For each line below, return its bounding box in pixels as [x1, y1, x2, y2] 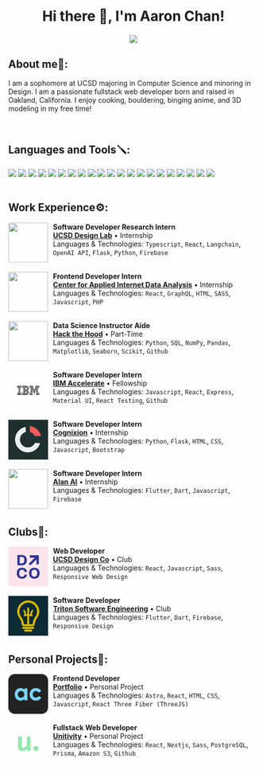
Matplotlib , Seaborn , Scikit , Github [52, 346, 168, 355]
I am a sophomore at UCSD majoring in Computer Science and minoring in [8, 78, 252, 88]
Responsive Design [52, 623, 114, 631]
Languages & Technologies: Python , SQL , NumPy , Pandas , [52, 338, 231, 347]
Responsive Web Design [52, 573, 129, 581]
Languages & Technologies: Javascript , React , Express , [52, 386, 234, 397]
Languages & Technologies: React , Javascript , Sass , [52, 563, 224, 573]
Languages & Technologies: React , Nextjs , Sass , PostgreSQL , [52, 740, 249, 749]
